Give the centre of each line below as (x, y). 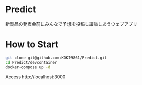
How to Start (32, 45)
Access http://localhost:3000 (35, 77)
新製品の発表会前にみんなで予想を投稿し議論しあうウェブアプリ (71, 24)
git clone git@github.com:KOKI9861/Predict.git (56, 58)
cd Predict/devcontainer (31, 62)
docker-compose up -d (28, 67)
